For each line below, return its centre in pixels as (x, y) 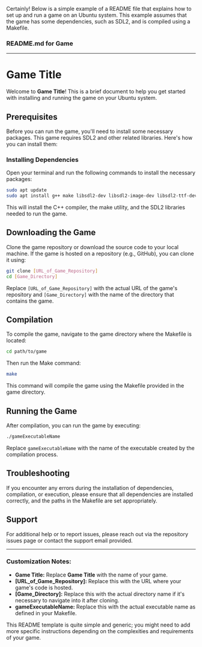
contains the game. (30, 301)
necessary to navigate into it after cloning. (67, 600)
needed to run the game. (37, 214)
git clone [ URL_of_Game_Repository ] (52, 271)
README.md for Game (40, 43)
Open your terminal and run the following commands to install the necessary (101, 173)
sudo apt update (26, 190)
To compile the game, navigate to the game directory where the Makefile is (99, 334)
